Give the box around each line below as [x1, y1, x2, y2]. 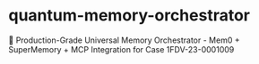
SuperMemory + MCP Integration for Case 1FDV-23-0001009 [8, 44, 235, 54]
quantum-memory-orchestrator [8, 5, 250, 26]
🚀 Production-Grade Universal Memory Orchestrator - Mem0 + [8, 35, 240, 45]
